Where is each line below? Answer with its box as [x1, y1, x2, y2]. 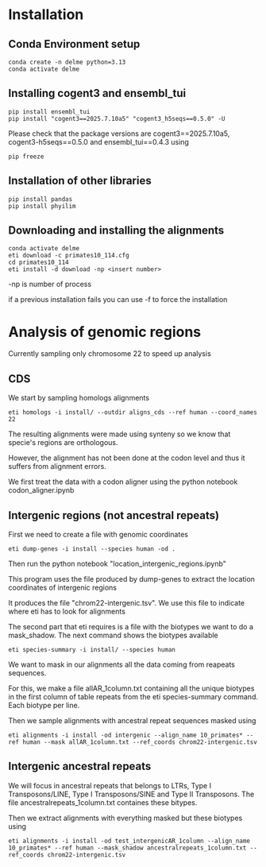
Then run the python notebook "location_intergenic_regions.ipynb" [8, 559, 226, 568]
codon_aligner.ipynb [8, 486, 75, 495]
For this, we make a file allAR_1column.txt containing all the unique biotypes [8, 683, 255, 693]
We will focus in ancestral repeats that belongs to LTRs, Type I [8, 780, 212, 790]
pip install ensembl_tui [8, 107, 91, 116]
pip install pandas [8, 195, 73, 203]
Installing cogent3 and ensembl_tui [8, 87, 187, 100]
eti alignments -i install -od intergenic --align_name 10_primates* [8, 731, 244, 739]
